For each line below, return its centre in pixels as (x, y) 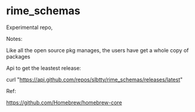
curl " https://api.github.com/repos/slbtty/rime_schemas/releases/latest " (95, 79)
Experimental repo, (30, 27)
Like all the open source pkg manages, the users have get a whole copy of (97, 50)
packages (18, 56)
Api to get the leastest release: (44, 68)
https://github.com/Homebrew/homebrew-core (64, 103)
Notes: (14, 39)
